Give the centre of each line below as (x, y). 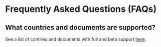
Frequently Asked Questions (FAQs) (81, 9)
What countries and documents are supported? (80, 27)
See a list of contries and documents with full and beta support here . (76, 39)
